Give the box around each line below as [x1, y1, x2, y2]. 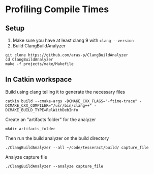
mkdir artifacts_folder [5, 126, 56, 131]
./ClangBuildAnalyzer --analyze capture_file [5, 164, 103, 169]
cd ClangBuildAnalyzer [5, 57, 53, 62]
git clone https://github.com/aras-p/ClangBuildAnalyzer [5, 52, 129, 57]
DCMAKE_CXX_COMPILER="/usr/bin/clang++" [5, 103, 93, 108]
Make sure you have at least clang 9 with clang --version [12, 37, 134, 43]
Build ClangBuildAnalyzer [12, 43, 66, 49]
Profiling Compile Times [5, 4, 109, 15]
